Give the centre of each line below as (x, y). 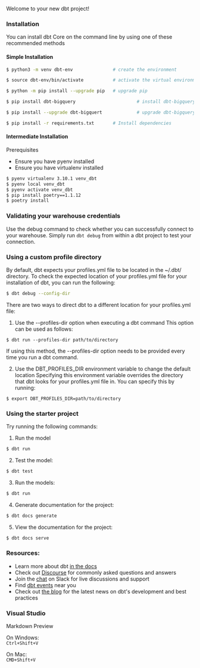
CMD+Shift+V (21, 660)
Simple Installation (30, 57)
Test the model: (34, 460)
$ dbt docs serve (28, 538)
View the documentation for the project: (64, 527)
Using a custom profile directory (54, 257)
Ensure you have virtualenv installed (59, 167)
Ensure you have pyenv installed (54, 161)
